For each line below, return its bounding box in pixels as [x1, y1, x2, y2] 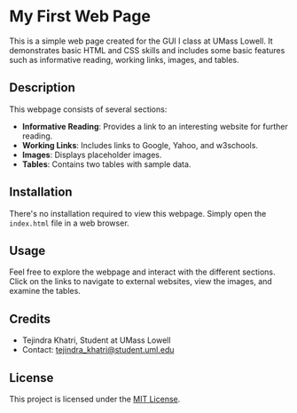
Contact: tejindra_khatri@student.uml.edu [21, 345, 175, 355]
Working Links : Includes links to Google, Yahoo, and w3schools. [21, 139, 259, 150]
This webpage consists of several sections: [9, 104, 168, 115]
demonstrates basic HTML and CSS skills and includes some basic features [9, 44, 285, 55]
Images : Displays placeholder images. [21, 149, 162, 160]
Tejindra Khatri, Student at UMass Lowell [21, 335, 171, 345]
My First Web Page [9, 6, 151, 27]
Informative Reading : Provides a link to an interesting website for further [21, 121, 288, 131]
